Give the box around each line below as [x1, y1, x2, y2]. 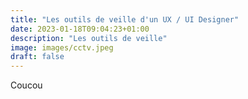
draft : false [10, 52, 65, 62]
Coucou [10, 79, 43, 91]
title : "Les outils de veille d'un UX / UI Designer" [10, 14, 240, 25]
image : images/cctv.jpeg [10, 42, 114, 53]
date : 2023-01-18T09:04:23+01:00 [10, 24, 150, 34]
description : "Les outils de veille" [10, 33, 168, 43]
